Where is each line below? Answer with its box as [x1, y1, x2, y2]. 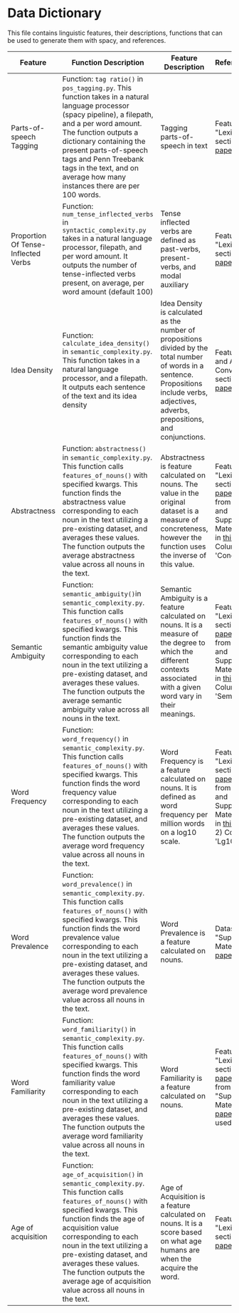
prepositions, [160, 414, 204, 424]
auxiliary [160, 279, 189, 289]
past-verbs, [160, 244, 201, 254]
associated [160, 673, 197, 683]
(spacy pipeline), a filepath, [62, 109, 154, 119]
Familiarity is [160, 1073, 203, 1083]
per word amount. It [62, 251, 128, 261]
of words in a [160, 360, 204, 370]
